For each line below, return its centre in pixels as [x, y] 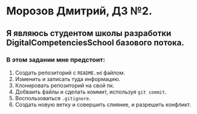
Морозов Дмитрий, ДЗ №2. [79, 11]
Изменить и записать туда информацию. [68, 79]
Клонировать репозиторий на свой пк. [65, 85]
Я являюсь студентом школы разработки [89, 33]
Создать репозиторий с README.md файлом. [70, 73]
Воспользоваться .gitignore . [53, 98]
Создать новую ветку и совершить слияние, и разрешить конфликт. [103, 104]
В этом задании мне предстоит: [56, 59]
